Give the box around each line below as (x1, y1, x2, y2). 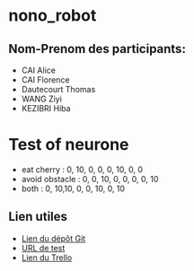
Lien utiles (8, 209, 68, 224)
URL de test (21, 242, 66, 253)
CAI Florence (21, 74, 70, 85)
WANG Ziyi (21, 93, 62, 104)
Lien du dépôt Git (21, 232, 86, 243)
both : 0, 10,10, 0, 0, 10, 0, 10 (21, 183, 126, 194)
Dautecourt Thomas (21, 84, 96, 94)
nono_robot (8, 5, 97, 26)
